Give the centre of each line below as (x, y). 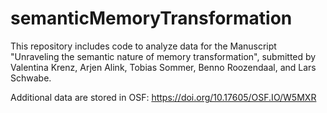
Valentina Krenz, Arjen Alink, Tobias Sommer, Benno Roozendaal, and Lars (163, 67)
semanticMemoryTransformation (151, 18)
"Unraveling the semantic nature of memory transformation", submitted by (163, 56)
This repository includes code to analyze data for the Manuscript (143, 46)
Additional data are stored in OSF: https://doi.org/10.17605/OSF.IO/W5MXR (163, 97)
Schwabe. (31, 78)
